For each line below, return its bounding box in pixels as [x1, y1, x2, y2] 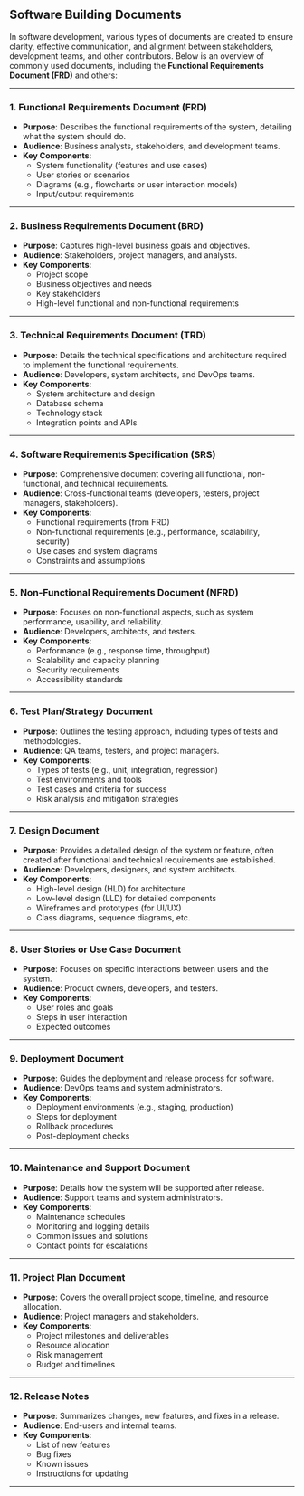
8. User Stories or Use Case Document [9, 943, 182, 956]
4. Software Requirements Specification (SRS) [9, 448, 216, 461]
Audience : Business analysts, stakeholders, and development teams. [22, 140, 280, 152]
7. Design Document [9, 824, 100, 836]
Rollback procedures [35, 1121, 114, 1132]
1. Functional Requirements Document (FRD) [9, 100, 208, 113]
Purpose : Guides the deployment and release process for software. [22, 1072, 274, 1084]
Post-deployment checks [35, 1130, 130, 1141]
